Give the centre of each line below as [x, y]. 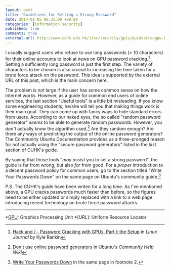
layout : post [19, 10]
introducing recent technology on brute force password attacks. [72, 202]
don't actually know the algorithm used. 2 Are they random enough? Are [80, 128]
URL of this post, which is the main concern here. [57, 80]
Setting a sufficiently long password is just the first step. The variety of [79, 64]
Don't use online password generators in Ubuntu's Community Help [83, 247]
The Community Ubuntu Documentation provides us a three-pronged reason [85, 139]
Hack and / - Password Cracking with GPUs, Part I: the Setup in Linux [85, 232]
